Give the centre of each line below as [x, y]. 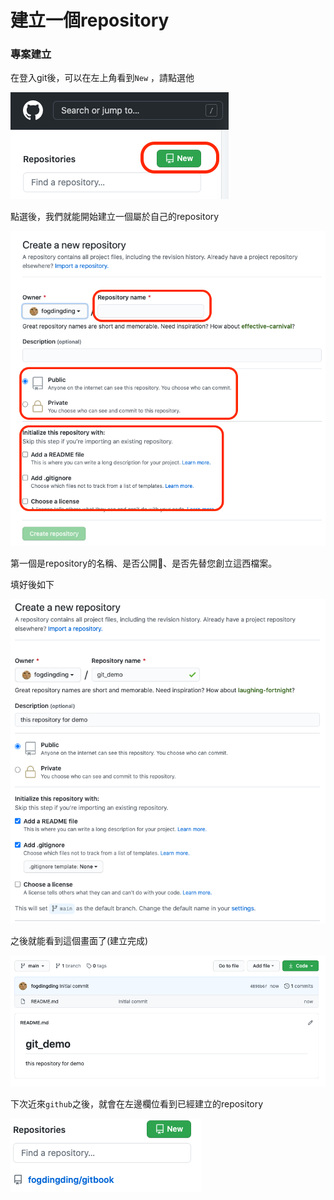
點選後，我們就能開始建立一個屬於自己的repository [115, 217]
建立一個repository [90, 20]
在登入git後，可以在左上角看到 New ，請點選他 [102, 78]
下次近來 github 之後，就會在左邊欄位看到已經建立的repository [137, 1104]
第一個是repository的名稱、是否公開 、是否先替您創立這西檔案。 [144, 563]
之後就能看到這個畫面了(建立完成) [79, 941]
